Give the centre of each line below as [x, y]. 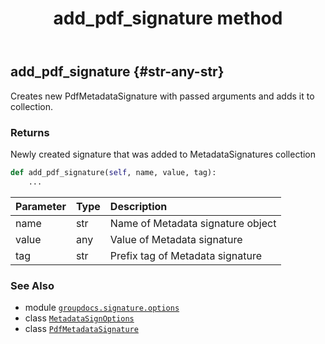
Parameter [41, 206]
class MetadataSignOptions [79, 318]
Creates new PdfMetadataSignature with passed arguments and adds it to [162, 96]
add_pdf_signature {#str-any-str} [117, 72]
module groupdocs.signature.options [102, 307]
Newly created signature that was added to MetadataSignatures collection [163, 154]
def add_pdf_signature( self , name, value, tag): [113, 172]
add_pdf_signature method [168, 18]
